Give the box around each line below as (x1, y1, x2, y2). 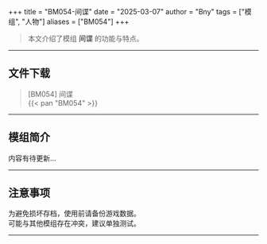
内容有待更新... (8, 153, 57, 163)
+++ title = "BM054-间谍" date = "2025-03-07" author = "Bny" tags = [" (8, 7, 245, 16)
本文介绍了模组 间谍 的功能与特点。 (27, 34, 144, 43)
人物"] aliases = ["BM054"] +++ (25, 17, 130, 26)
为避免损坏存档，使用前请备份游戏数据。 (8, 209, 141, 219)
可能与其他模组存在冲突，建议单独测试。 (8, 219, 141, 228)
